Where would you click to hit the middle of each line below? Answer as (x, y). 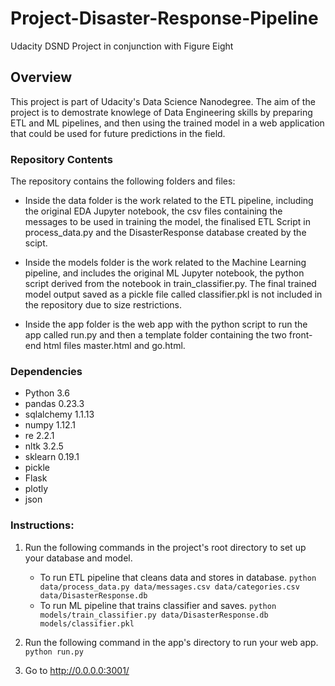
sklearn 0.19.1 (52, 457)
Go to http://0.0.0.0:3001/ (77, 670)
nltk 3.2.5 (44, 446)
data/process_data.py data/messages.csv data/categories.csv (169, 587)
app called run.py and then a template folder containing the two (155, 335)
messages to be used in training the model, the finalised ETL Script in (167, 222)
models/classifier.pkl (87, 623)
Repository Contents (61, 159)
